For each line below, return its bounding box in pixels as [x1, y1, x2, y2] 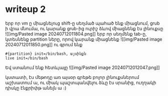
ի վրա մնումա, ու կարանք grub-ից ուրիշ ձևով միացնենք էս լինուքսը [5, 25, 163, 31]
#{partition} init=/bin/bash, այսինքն [5, 51, 86, 56]
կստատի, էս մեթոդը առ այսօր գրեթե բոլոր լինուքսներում [5, 74, 139, 80]
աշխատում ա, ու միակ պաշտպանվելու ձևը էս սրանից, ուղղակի [5, 79, 156, 85]
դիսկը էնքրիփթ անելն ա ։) [5, 84, 67, 91]
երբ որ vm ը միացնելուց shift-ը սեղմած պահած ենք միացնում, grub [5, 20, 160, 26]
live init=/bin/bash [5, 55, 49, 61]
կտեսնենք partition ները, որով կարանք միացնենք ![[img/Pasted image [5, 36, 162, 42]
